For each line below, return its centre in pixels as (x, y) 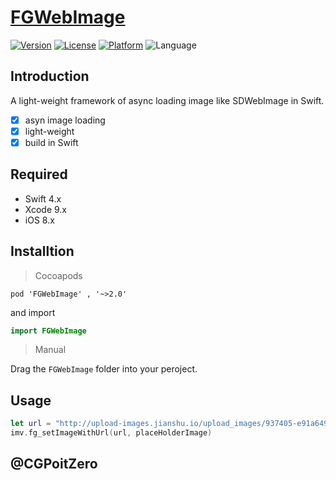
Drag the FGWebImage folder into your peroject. (104, 369)
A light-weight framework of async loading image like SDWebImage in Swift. (167, 100)
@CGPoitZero (54, 464)
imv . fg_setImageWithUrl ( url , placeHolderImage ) (111, 433)
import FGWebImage (48, 331)
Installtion (42, 251)
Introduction (50, 76)
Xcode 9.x (46, 209)
